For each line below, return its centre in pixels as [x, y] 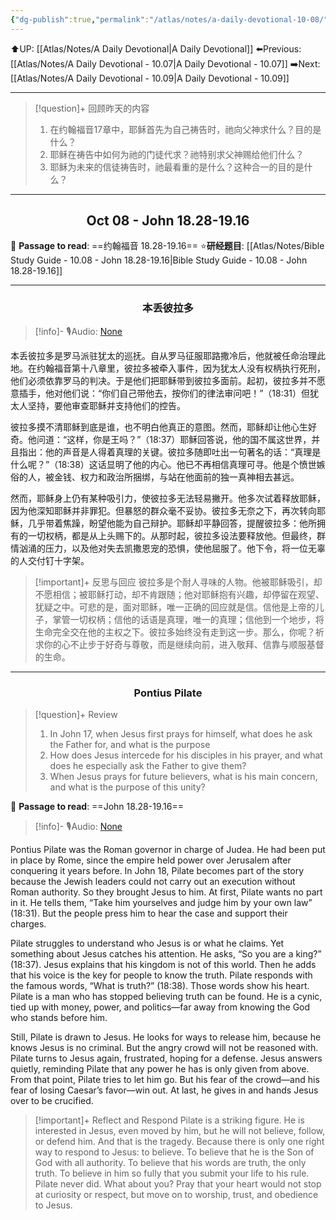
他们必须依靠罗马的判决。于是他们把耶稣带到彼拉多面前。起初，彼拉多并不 [163, 380]
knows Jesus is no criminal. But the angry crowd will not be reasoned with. [164, 1048]
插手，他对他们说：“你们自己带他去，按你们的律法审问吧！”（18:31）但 [164, 393]
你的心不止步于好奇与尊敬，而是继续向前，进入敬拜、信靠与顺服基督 [184, 644]
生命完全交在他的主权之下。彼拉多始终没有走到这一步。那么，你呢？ [175, 632]
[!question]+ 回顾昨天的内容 [92, 108]
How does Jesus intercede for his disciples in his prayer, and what [186, 755]
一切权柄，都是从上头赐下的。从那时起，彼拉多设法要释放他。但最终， [172, 535]
